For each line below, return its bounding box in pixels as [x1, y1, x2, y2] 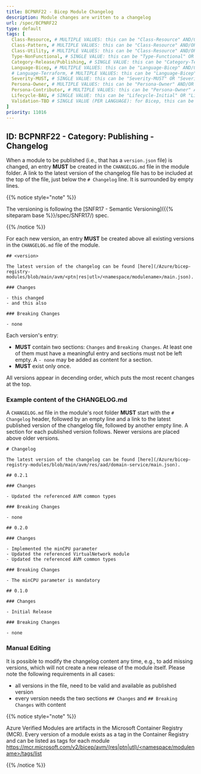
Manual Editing [6, 644, 51, 652]
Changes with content [14, 701, 66, 708]
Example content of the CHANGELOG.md [6, 395, 127, 404]
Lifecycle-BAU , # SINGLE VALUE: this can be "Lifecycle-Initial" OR [11, 92, 186, 98]
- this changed [6, 295, 44, 301]
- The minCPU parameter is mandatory [6, 577, 100, 584]
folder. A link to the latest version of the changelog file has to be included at [6, 169, 193, 177]
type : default [6, 25, 42, 32]
